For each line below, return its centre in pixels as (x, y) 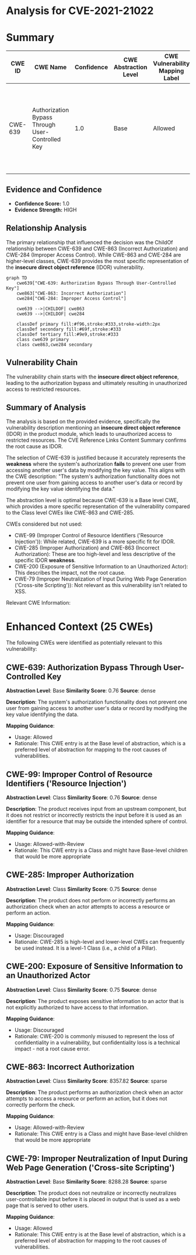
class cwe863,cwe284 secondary (55, 345)
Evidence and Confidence (54, 190)
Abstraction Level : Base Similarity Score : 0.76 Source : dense (81, 691)
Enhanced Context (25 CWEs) (80, 627)
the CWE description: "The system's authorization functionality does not (93, 476)
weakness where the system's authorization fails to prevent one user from (96, 464)
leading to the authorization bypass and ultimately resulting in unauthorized (97, 383)
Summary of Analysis (46, 407)
